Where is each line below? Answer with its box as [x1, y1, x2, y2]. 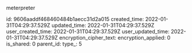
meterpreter [6, 5, 35, 11]
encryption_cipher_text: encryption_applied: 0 [58, 34, 171, 41]
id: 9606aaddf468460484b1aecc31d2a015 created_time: [6, 16, 144, 22]
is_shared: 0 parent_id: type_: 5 [6, 40, 82, 47]
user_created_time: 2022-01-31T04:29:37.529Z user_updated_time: [6, 28, 170, 35]
